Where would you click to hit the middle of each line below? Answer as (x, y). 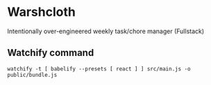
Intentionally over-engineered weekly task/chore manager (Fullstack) (106, 31)
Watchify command (51, 53)
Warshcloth (42, 12)
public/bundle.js (32, 75)
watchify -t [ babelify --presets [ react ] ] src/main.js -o (99, 69)
